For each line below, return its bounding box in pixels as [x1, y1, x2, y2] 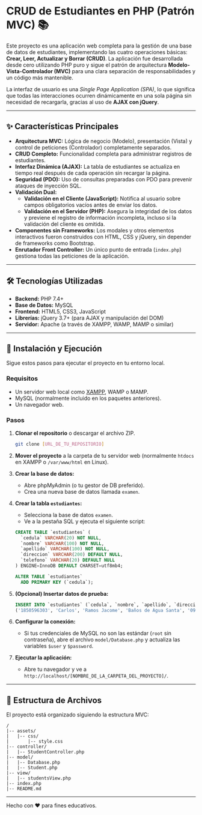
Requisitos [6, 374, 38, 383]
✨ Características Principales [6, 121, 119, 132]
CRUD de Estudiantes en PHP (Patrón [6, 4, 195, 18]
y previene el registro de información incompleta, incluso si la [23, 214, 176, 221]
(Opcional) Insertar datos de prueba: [14, 590, 109, 597]
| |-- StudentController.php [6, 749, 85, 755]
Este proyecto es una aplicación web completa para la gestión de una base [6, 42, 192, 49]
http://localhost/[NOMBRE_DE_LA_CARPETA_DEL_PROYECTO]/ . [23, 672, 169, 679]
